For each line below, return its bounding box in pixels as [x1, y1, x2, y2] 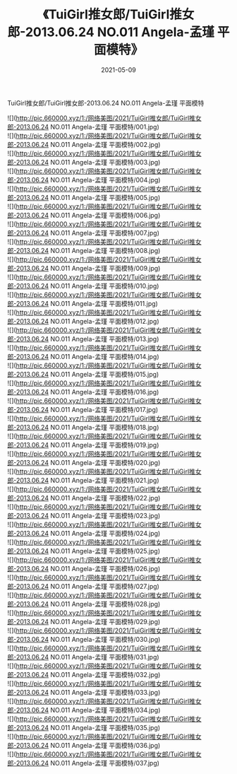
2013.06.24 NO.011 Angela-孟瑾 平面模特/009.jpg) [16, 264, 161, 272]
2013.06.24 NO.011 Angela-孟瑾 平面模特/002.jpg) [16, 140, 161, 148]
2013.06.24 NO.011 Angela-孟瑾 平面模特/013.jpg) [16, 334, 159, 343]
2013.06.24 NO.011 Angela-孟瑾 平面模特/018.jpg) [16, 423, 159, 431]
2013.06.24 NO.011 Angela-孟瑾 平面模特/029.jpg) [16, 617, 161, 626]
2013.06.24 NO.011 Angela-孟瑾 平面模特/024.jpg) [16, 529, 161, 537]
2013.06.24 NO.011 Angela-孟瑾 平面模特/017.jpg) [16, 405, 159, 414]
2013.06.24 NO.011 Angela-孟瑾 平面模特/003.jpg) [16, 158, 161, 166]
